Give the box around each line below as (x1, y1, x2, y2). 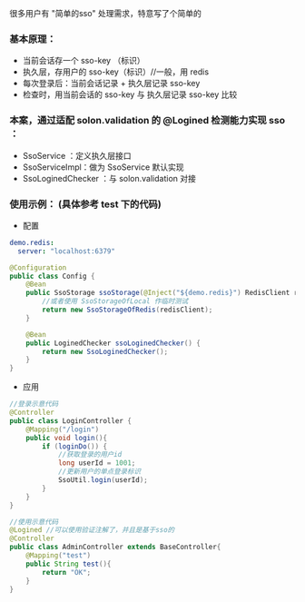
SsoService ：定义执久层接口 (22, 150, 132, 161)
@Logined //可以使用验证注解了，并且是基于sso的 (9, 526, 175, 535)
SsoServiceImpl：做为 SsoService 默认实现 (22, 162, 184, 173)
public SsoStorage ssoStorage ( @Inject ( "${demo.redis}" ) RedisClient (25, 289, 290, 298)
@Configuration (9, 262, 67, 272)
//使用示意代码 (9, 517, 59, 527)
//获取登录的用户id (57, 450, 123, 459)
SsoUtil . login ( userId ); (57, 476, 148, 485)
